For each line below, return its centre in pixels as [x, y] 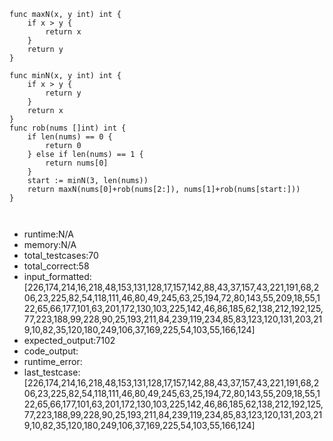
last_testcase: [52, 372]
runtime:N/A [48, 234]
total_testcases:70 [61, 255]
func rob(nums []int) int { [68, 128]
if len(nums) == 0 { [70, 137]
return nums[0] [77, 163]
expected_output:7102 [69, 340]
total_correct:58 [56, 266]
